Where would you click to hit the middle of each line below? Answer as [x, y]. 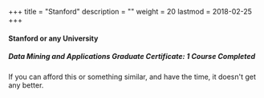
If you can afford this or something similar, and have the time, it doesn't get [132, 76]
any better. [26, 85]
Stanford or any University [53, 38]
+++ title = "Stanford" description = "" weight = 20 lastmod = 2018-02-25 [130, 12]
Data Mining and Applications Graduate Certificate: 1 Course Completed [132, 57]
